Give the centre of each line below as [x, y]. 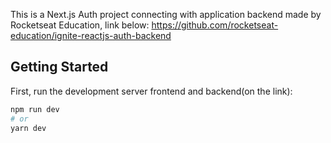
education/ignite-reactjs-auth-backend [91, 35]
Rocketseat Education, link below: [80, 25]
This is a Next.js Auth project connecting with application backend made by [166, 14]
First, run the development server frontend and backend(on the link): [151, 91]
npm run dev [35, 109]
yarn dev [28, 128]
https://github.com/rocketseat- [215, 25]
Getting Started [59, 67]
